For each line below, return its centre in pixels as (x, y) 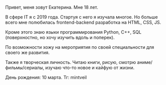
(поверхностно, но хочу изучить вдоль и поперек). (60, 37)
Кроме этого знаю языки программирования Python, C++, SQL (73, 32)
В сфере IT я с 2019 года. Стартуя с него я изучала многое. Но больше (81, 17)
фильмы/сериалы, (25, 68)
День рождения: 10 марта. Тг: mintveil (46, 77)
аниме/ (145, 62)
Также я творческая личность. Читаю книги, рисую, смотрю (71, 62)
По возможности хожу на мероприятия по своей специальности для (80, 47)
